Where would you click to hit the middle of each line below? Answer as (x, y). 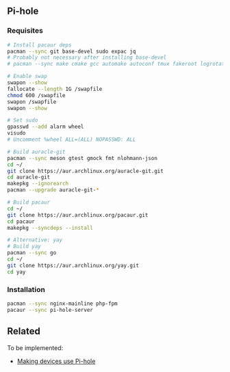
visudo (16, 133)
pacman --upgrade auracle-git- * (53, 190)
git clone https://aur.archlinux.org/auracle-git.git (86, 171)
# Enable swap (27, 77)
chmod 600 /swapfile (37, 95)
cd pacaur (21, 222)
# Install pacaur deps (39, 45)
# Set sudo (23, 120)
